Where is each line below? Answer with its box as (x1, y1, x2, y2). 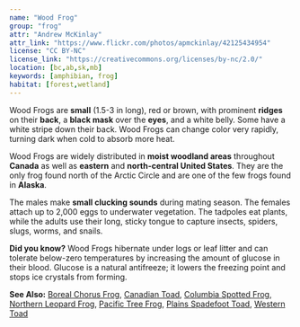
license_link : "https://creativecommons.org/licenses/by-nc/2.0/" (9, 55, 263, 64)
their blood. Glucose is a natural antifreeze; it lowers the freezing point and (9, 261, 286, 272)
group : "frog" (9, 22, 63, 31)
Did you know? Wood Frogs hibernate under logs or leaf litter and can (9, 243, 269, 253)
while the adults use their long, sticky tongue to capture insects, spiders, (9, 216, 278, 226)
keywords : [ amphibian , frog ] (9, 72, 119, 81)
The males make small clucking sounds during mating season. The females (9, 197, 291, 208)
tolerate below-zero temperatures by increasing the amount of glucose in (9, 252, 280, 263)
